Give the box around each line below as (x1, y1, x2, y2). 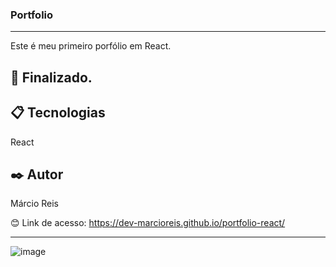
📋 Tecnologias (10, 104, 106, 122)
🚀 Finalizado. (10, 69, 93, 86)
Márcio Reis (10, 198, 60, 210)
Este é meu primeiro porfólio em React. (10, 40, 172, 52)
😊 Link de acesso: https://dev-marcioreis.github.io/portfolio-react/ (10, 217, 286, 229)
